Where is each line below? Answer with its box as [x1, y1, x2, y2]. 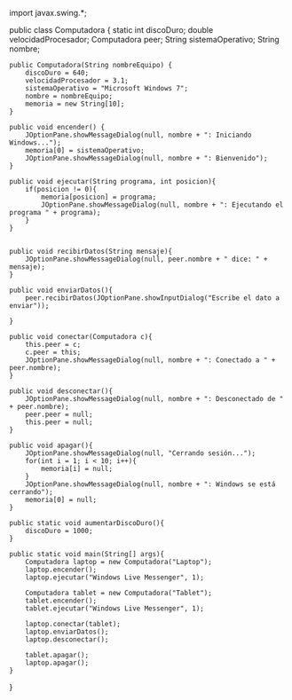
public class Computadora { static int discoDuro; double [9, 25, 214, 35]
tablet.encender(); [25, 596, 98, 605]
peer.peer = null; [25, 410, 93, 419]
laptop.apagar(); [25, 658, 90, 667]
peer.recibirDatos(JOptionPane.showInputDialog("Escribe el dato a [25, 294, 280, 303]
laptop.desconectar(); [25, 635, 109, 644]
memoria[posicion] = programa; [41, 193, 157, 201]
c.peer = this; [25, 348, 82, 357]
